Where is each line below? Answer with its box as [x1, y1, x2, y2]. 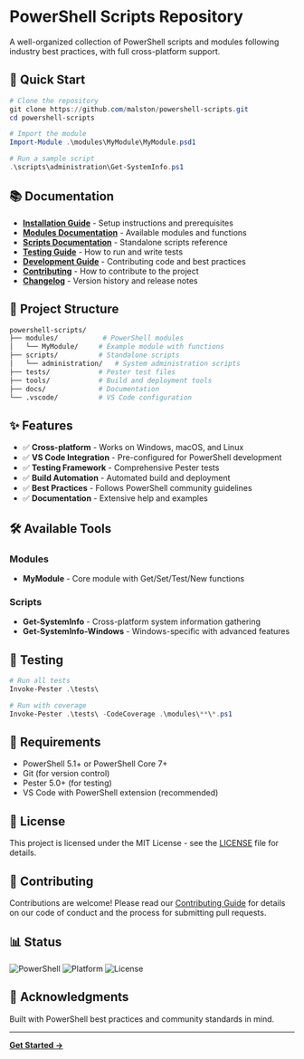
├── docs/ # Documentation [9, 384, 160, 393]
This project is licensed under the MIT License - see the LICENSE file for [9, 838, 279, 849]
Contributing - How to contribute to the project [22, 265, 199, 276]
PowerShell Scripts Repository [9, 6, 244, 27]
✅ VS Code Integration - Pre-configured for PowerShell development [22, 452, 282, 463]
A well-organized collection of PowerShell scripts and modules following [9, 36, 280, 47]
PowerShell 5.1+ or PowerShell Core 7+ [22, 758, 168, 769]
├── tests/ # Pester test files [9, 367, 176, 377]
